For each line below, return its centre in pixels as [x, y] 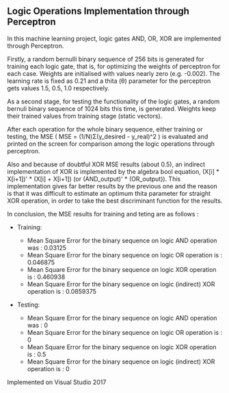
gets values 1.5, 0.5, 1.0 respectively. [58, 88]
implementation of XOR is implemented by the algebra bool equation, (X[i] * [113, 171]
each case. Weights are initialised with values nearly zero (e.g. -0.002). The [113, 73]
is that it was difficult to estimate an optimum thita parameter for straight [109, 193]
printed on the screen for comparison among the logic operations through [111, 144]
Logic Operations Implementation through [98, 11]
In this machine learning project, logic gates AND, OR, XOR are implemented [114, 38]
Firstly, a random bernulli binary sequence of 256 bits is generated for [106, 59]
